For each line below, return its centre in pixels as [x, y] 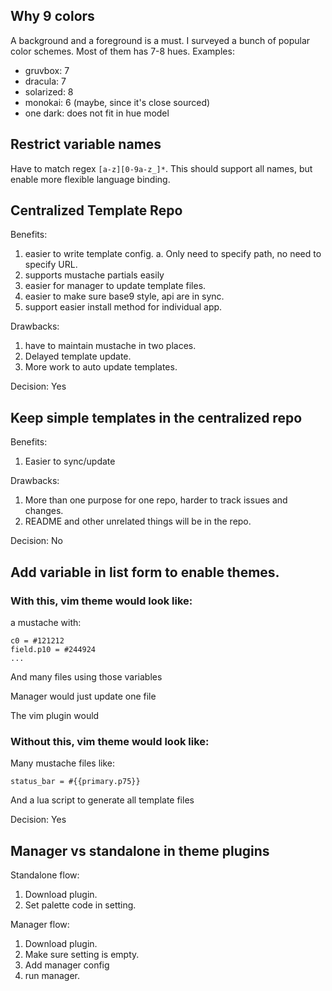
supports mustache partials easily [94, 275]
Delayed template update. [78, 356]
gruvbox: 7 [47, 70]
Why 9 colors [52, 16]
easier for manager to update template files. [115, 286]
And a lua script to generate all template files [102, 800]
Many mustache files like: [62, 763]
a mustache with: [46, 622]
